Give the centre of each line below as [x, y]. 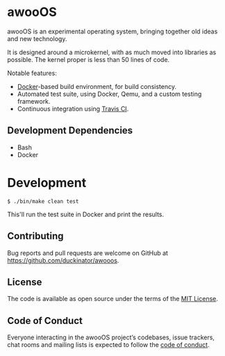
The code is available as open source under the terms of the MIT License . [113, 299]
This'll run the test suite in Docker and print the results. [86, 214]
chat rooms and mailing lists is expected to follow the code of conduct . [108, 345]
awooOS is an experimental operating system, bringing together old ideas [112, 31]
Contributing [35, 236]
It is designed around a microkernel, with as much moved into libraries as [112, 52]
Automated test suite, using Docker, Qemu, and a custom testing [109, 94]
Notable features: [32, 73]
